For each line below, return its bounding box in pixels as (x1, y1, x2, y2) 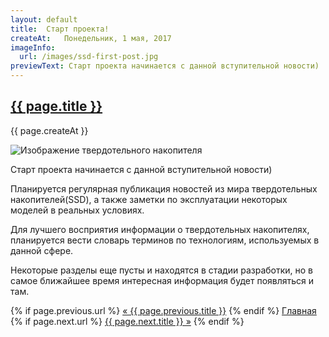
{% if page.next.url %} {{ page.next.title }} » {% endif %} (10, 315, 245, 327)
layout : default (10, 14, 78, 25)
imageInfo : (10, 42, 56, 53)
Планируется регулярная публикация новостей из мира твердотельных (10, 182, 318, 195)
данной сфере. (10, 244, 74, 256)
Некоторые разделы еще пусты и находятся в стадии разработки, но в (10, 264, 314, 276)
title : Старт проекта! (10, 24, 110, 34)
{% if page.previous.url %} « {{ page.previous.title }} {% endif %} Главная (10, 304, 317, 316)
